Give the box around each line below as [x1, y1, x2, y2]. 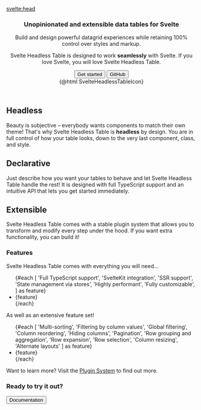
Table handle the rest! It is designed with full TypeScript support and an [6, 181, 184, 188]
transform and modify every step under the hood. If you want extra [6, 227, 173, 234]
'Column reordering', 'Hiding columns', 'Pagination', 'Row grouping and [14, 329, 191, 337]
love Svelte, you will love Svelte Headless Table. [42, 59, 161, 66]
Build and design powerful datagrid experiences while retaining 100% [14, 34, 188, 41]
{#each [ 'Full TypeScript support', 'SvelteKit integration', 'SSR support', [14, 274, 193, 281]
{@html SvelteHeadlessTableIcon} [59, 78, 144, 85]
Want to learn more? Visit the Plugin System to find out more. [6, 367, 158, 374]
